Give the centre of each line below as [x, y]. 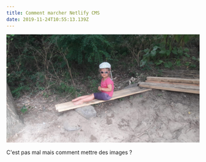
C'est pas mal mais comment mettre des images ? [69, 152]
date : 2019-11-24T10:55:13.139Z [48, 19]
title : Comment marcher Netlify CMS [53, 13]
